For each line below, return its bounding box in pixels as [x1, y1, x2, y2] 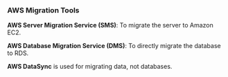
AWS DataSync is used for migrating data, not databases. [7, 63, 173, 71]
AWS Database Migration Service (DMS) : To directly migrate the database [7, 42, 221, 50]
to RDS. [7, 49, 29, 57]
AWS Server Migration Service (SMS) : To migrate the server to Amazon [7, 21, 213, 30]
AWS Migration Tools [7, 5, 80, 15]
